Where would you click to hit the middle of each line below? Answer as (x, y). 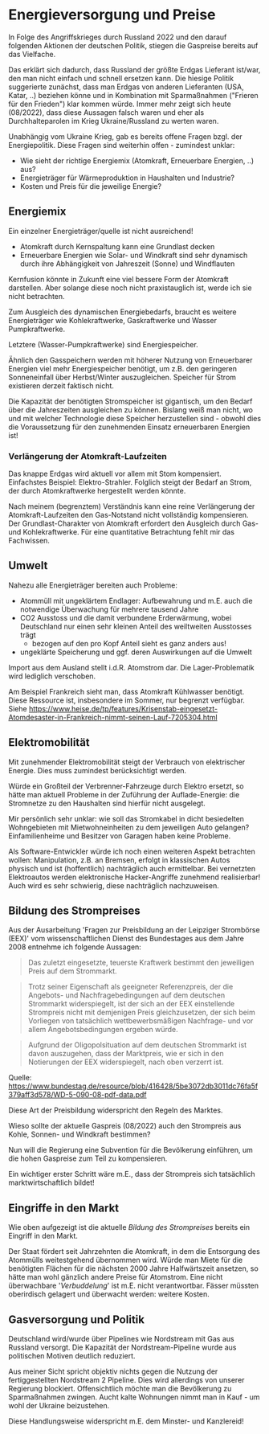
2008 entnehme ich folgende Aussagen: (75, 947)
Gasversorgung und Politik (76, 1319)
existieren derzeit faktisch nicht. (61, 385)
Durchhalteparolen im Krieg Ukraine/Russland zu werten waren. (114, 121)
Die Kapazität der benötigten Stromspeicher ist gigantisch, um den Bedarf (130, 401)
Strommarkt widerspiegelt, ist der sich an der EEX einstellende (131, 1004)
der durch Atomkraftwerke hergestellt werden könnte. (97, 491)
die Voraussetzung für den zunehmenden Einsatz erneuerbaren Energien (129, 427)
